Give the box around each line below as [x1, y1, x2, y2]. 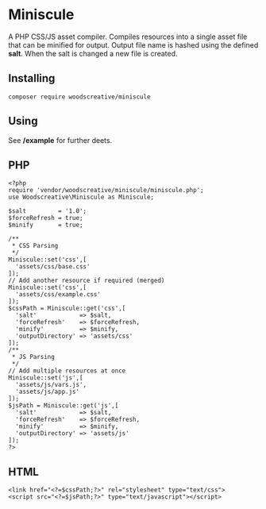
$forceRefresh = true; [8, 214, 83, 222]
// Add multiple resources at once [8, 367, 126, 375]
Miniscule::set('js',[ [8, 374, 83, 382]
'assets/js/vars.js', [15, 381, 87, 389]
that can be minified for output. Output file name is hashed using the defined [8, 40, 259, 49]
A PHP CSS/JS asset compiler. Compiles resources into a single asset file [8, 32, 248, 41]
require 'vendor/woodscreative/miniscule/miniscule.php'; [8, 187, 204, 195]
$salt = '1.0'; [8, 207, 87, 215]
